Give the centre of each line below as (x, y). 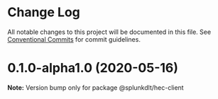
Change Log (44, 12)
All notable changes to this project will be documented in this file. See (109, 32)
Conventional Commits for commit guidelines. (74, 39)
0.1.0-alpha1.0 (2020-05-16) (93, 68)
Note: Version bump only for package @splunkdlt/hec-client (96, 87)
